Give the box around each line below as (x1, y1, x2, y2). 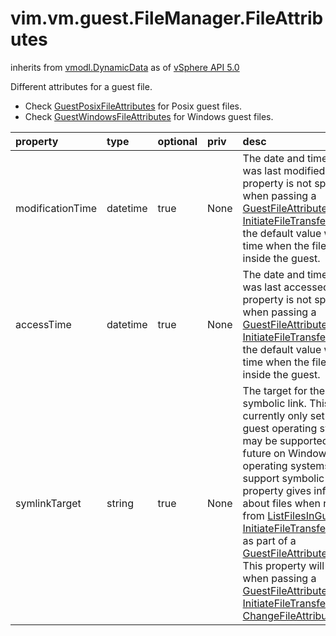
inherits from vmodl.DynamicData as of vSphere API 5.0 (10, 61, 240, 73)
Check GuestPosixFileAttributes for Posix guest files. (24, 100, 242, 112)
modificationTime (15, 201, 97, 215)
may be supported (242, 433, 329, 447)
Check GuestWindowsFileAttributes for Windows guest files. (24, 110, 274, 122)
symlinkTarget (15, 496, 82, 510)
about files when (242, 496, 321, 510)
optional (157, 134, 198, 148)
